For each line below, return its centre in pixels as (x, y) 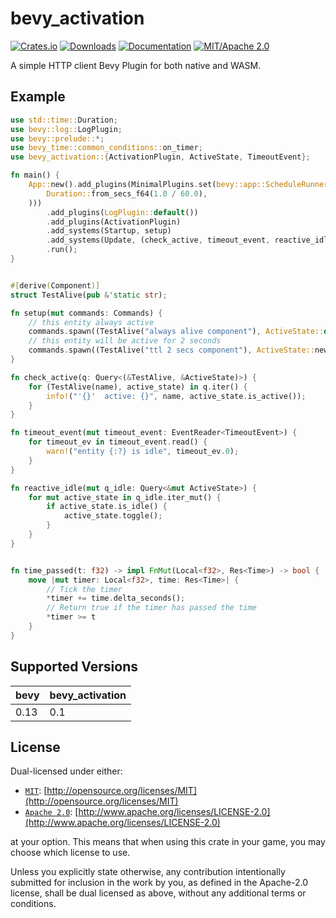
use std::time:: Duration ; (64, 120)
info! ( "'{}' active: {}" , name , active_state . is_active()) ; (176, 396)
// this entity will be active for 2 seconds (125, 341)
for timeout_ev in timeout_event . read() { (118, 442)
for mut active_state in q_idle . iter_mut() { (125, 497)
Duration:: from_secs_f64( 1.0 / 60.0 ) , (127, 193)
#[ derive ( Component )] (55, 285)
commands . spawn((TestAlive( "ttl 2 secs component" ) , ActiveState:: (171, 350)
